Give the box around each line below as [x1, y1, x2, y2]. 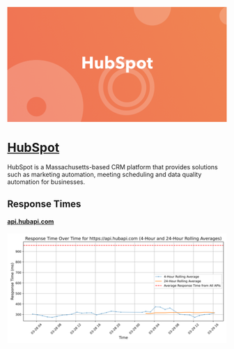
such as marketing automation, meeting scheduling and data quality [7, 171, 202, 179]
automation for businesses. [7, 178, 86, 186]
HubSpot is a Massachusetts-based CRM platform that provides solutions [7, 163, 218, 171]
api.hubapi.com [7, 217, 54, 226]
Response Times [7, 198, 81, 210]
